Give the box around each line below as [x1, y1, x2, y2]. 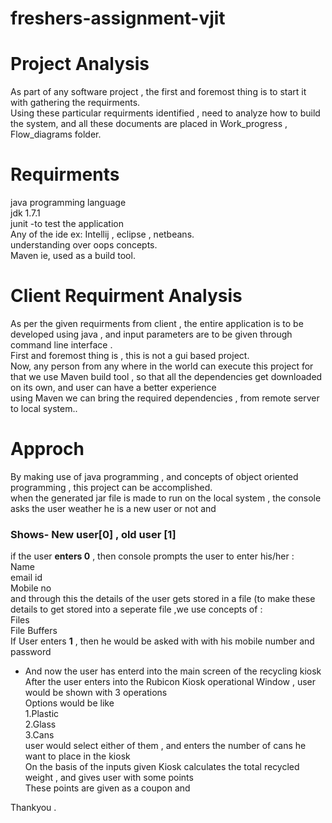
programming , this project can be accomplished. [10, 481, 213, 493]
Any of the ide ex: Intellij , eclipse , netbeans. [10, 228, 195, 241]
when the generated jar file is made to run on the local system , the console [10, 492, 322, 504]
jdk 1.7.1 [10, 207, 41, 219]
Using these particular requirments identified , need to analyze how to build [10, 107, 321, 119]
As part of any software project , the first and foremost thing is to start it [10, 86, 307, 98]
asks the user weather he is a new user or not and [10, 502, 217, 514]
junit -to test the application [10, 218, 124, 230]
